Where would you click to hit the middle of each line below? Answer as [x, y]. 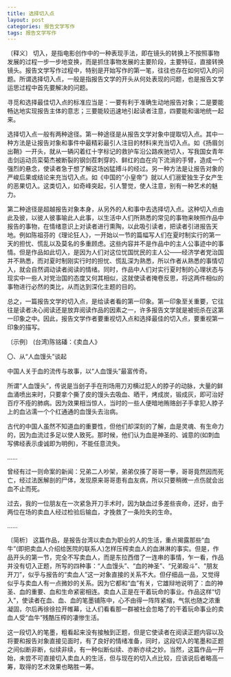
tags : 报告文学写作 [32, 33]
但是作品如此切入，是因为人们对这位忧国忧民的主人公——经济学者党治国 [121, 252]
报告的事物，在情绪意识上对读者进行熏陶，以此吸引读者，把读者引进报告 [109, 226]
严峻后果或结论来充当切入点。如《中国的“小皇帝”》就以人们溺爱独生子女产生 [115, 177]
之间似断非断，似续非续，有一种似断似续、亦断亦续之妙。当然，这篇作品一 [112, 649]
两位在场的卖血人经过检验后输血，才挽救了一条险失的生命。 [91, 512]
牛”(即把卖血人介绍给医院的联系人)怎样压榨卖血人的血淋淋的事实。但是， [110, 549]
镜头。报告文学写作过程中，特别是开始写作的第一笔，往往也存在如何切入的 [112, 70]
